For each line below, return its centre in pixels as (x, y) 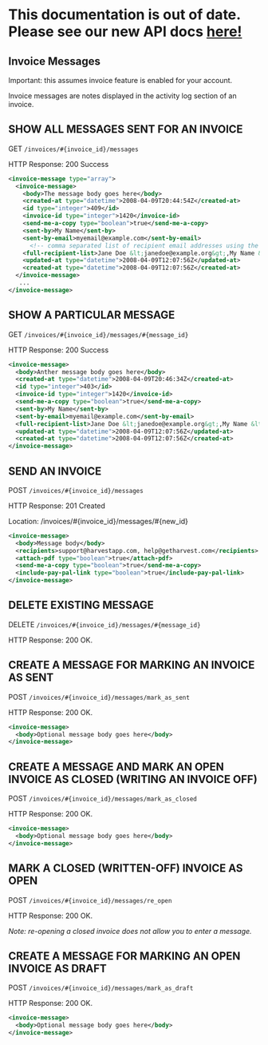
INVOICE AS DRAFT (58, 968)
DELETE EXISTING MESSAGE (81, 605)
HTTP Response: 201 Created (57, 506)
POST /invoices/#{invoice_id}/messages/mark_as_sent (99, 697)
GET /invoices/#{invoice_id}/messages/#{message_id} (99, 334)
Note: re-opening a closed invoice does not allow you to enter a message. (130, 931)
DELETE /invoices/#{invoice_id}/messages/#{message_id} (104, 624)
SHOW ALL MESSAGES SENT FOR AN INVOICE (126, 129)
